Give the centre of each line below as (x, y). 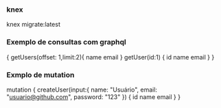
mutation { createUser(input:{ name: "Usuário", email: (82, 90)
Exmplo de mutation (40, 75)
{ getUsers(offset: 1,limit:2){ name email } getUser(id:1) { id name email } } (110, 57)
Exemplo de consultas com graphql (66, 42)
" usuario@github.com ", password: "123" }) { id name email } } (94, 96)
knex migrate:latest (34, 25)
